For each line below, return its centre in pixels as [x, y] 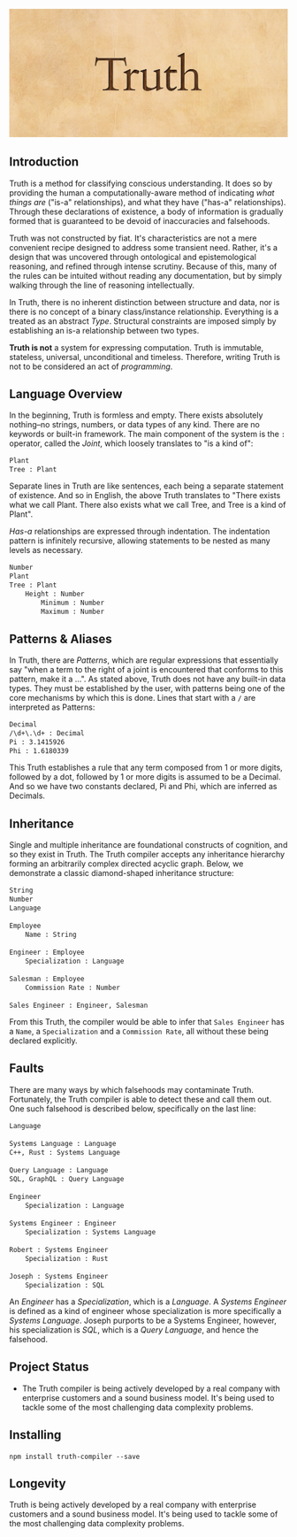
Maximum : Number [72, 612]
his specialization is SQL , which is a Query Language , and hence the [134, 1330]
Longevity [38, 1483]
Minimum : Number [72, 603]
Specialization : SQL [65, 1285]
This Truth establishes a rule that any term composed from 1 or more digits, [146, 768]
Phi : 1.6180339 [39, 751]
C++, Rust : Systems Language [65, 1152]
